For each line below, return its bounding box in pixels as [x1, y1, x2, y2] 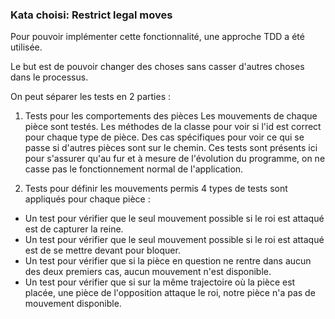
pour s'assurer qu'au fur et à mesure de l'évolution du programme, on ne [24, 153, 326, 165]
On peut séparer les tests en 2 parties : [10, 91, 172, 103]
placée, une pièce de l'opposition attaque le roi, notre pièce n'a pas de [24, 287, 316, 299]
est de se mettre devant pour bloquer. [24, 244, 181, 257]
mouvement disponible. [24, 298, 122, 310]
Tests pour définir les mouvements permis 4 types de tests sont [24, 183, 288, 195]
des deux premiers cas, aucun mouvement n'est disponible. [24, 266, 272, 278]
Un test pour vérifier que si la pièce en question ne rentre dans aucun [24, 255, 312, 267]
